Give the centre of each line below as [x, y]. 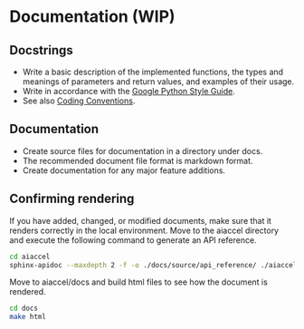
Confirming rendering [72, 199]
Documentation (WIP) [92, 17]
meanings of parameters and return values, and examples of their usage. [158, 82]
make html [28, 317]
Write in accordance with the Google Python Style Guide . [128, 91]
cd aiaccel [30, 256]
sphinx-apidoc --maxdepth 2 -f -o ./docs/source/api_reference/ [133, 265]
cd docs [24, 309]
